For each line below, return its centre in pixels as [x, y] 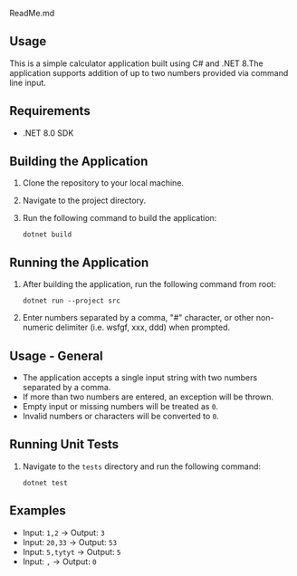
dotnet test [45, 483]
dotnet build [47, 235]
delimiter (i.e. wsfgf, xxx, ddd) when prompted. [143, 327]
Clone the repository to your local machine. [103, 183]
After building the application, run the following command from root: [149, 284]
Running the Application [79, 262]
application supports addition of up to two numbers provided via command [149, 72]
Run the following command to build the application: [120, 218]
